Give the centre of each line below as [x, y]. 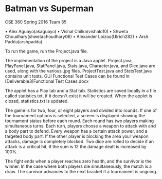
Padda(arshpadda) [24, 41]
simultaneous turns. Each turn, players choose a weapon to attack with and [81, 126]
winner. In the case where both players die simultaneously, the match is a [79, 166]
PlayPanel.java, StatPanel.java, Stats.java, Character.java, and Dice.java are [80, 66]
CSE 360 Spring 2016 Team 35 [36, 22]
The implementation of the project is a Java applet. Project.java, [69, 60]
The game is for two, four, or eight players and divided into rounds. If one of [81, 110]
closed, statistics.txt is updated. [37, 101]
